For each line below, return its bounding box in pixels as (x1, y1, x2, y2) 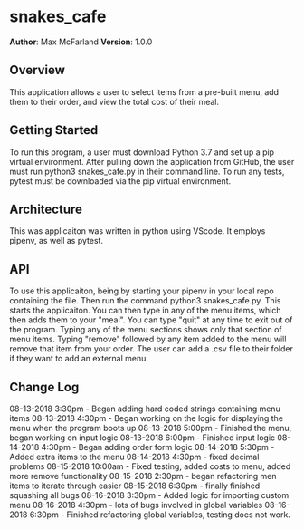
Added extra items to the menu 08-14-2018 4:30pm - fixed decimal (9, 451, 260, 462)
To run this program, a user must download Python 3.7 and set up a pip (9, 147, 274, 158)
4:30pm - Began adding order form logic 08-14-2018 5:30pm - (41, 442, 275, 452)
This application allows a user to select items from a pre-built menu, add (9, 86, 279, 97)
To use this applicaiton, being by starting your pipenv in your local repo (9, 285, 274, 296)
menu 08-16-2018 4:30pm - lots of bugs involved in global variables (9, 500, 263, 510)
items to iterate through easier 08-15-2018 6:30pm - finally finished (9, 480, 261, 491)
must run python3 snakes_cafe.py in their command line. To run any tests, (9, 166, 285, 177)
